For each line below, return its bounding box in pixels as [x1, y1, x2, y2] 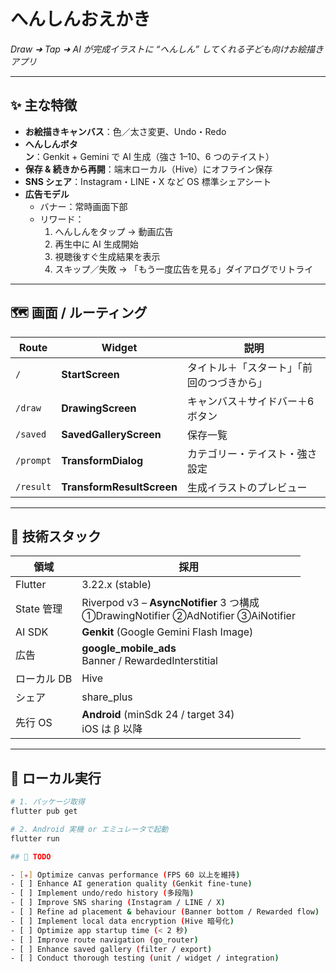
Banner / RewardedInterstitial [81, 654, 218, 668]
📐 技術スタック [10, 528, 102, 545]
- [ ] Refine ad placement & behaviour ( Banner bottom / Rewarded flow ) [10, 907, 320, 917]
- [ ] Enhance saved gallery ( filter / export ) [10, 944, 213, 954]
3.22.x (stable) [81, 578, 152, 592]
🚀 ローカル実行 [10, 770, 102, 787]
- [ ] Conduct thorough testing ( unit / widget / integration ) [10, 953, 280, 964]
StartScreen [61, 367, 120, 381]
